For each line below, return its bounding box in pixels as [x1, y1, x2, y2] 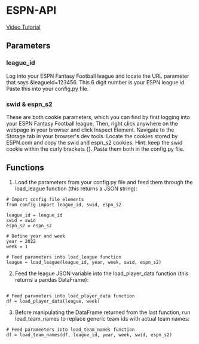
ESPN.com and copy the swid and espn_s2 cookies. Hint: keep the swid [6, 139, 183, 146]
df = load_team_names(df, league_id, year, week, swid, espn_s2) [6, 331, 172, 338]
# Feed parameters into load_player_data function [6, 293, 135, 299]
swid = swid [6, 217, 36, 223]
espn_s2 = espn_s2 [6, 223, 52, 229]
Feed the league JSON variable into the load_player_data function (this [14, 270, 189, 277]
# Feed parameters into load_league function [6, 254, 121, 260]
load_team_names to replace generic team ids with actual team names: [14, 315, 190, 322]
